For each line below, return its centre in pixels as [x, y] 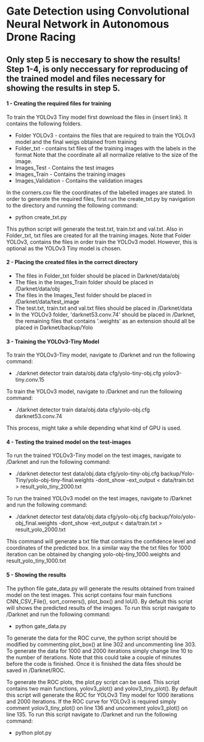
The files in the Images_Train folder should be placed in [84, 282]
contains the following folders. [44, 124]
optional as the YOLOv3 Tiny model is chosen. [64, 248]
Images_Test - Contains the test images [64, 167]
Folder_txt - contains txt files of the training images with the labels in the [105, 148]
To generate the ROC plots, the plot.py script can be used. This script [93, 682]
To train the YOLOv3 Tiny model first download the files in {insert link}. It [97, 117]
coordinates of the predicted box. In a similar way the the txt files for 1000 [99, 548]
